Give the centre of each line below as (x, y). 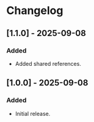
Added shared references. (48, 63)
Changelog (35, 11)
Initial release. (33, 113)
